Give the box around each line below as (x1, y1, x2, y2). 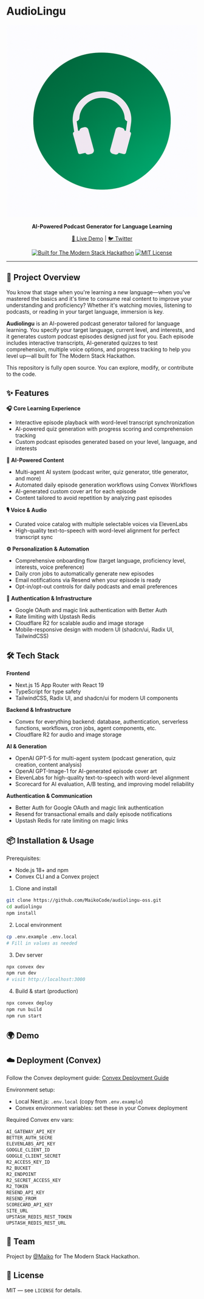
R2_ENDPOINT (6, 1171, 36, 1178)
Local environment (15, 921, 62, 928)
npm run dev (6, 970, 36, 976)
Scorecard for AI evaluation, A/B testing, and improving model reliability (15, 781, 194, 788)
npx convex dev (6, 963, 45, 970)
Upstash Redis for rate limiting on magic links (15, 817, 129, 825)
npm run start (6, 1013, 42, 1019)
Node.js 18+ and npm (15, 867, 69, 874)
